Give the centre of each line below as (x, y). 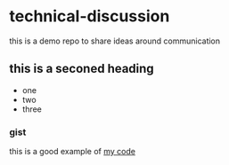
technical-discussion (90, 16)
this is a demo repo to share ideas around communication (115, 41)
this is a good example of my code (73, 152)
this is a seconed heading (82, 69)
